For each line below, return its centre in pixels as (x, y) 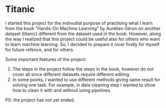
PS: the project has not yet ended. (40, 100)
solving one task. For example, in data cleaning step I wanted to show (84, 85)
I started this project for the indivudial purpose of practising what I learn (79, 23)
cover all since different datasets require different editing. (71, 74)
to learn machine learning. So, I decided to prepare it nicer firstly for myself (82, 44)
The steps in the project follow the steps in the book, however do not (83, 69)
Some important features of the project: (46, 59)
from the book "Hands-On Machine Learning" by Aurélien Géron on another (83, 28)
